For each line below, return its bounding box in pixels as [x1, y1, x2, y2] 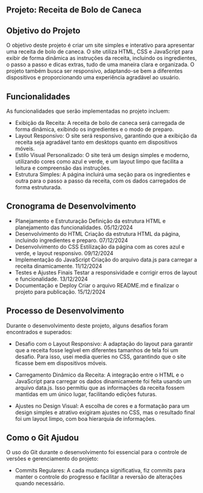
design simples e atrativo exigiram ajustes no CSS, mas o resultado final [15, 409, 195, 416]
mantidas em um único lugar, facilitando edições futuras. [15, 391, 158, 398]
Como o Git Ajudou [6, 433, 79, 443]
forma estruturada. [15, 184, 62, 191]
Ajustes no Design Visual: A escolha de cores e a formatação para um [15, 402, 190, 409]
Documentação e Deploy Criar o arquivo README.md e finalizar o [15, 281, 179, 289]
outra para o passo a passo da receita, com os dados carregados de [15, 177, 187, 184]
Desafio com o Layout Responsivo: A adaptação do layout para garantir [15, 340, 193, 347]
